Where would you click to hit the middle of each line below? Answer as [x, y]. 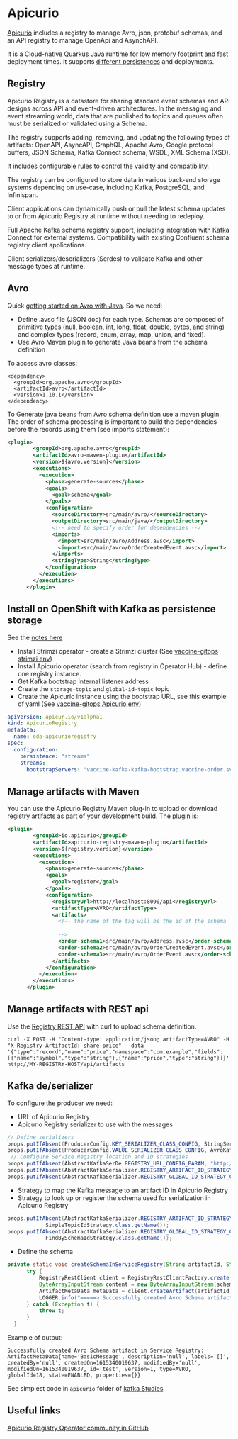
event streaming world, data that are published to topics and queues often [115, 116]
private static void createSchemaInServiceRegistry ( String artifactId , [115, 1265]
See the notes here [35, 637]
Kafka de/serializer [50, 1086]
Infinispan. [23, 195]
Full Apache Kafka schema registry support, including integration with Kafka [119, 230]
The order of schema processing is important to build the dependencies [112, 421]
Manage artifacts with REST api [78, 1009]
